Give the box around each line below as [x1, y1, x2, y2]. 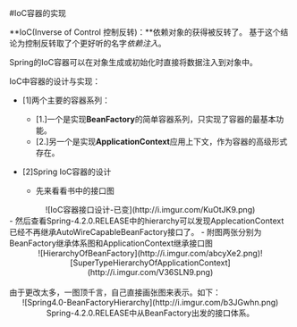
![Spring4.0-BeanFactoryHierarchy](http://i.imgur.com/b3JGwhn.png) [21, 298, 279, 307]
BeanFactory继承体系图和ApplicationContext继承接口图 [9, 238, 213, 248]
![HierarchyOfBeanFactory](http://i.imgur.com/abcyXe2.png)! [38, 248, 263, 258]
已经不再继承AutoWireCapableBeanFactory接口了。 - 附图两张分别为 [9, 227, 262, 237]
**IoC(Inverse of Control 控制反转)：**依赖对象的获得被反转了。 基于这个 [9, 27, 281, 38]
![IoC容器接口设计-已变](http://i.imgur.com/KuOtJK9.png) [45, 205, 256, 214]
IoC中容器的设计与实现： [9, 76, 101, 87]
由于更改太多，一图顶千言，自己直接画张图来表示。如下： [9, 287, 221, 298]
